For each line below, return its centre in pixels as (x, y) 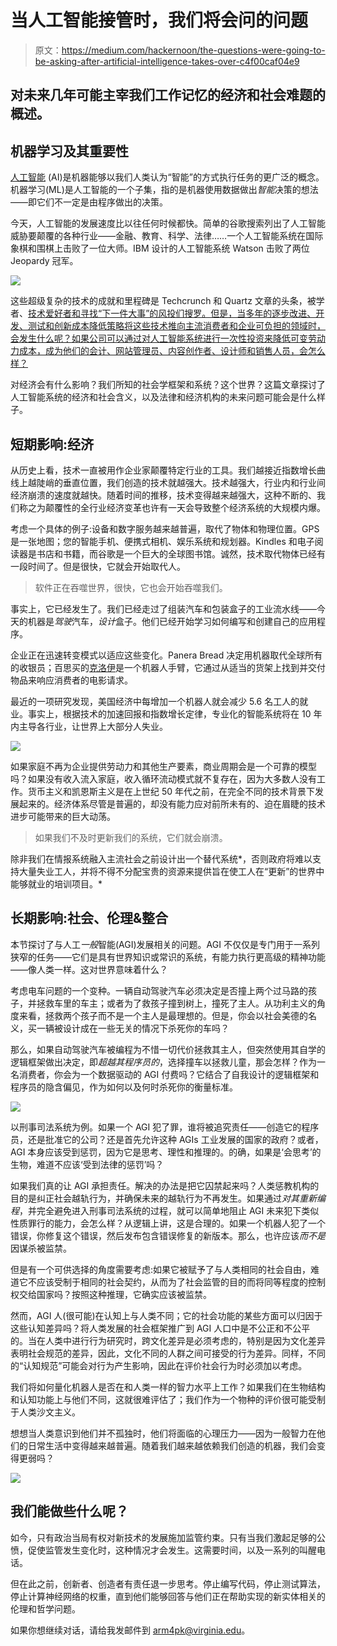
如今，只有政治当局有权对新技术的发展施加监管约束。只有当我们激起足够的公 (168, 1537)
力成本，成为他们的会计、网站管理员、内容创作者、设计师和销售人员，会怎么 (168, 351)
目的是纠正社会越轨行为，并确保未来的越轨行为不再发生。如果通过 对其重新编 (168, 1198)
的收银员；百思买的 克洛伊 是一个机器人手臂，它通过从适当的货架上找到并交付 (168, 667)
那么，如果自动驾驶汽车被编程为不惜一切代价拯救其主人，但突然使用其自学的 (168, 1049)
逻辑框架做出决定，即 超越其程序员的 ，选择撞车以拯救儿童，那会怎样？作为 (163, 1062)
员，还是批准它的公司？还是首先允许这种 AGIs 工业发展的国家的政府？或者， (167, 1139)
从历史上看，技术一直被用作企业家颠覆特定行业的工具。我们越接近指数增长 (163, 470)
